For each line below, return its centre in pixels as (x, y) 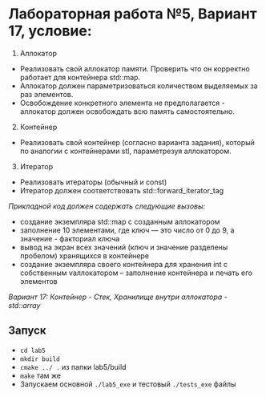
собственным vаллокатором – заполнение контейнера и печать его (136, 273)
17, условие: (50, 31)
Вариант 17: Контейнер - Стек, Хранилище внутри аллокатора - (118, 297)
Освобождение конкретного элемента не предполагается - (123, 103)
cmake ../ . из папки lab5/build (73, 367)
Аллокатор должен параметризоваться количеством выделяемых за (139, 86)
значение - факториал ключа (70, 238)
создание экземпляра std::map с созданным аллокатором (120, 221)
